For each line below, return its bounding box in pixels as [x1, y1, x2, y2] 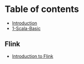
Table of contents [4, 3, 79, 15]
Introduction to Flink [11, 53, 53, 59]
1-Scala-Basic [11, 25, 41, 31]
